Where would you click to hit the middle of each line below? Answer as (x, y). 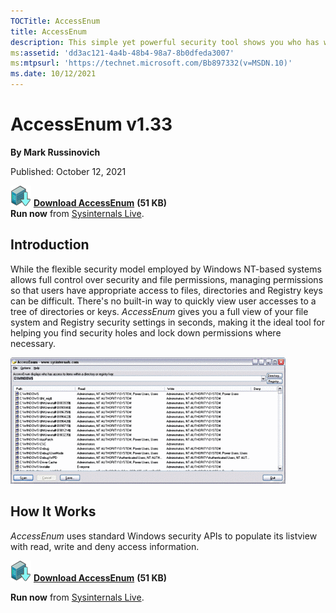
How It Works (53, 511)
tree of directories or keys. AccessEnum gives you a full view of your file (159, 311)
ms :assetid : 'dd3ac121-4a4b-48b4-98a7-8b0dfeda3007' (122, 53)
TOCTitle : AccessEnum (55, 21)
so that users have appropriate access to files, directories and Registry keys (166, 290)
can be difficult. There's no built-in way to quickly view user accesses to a (163, 301)
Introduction (50, 245)
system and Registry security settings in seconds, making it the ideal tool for (167, 322)
